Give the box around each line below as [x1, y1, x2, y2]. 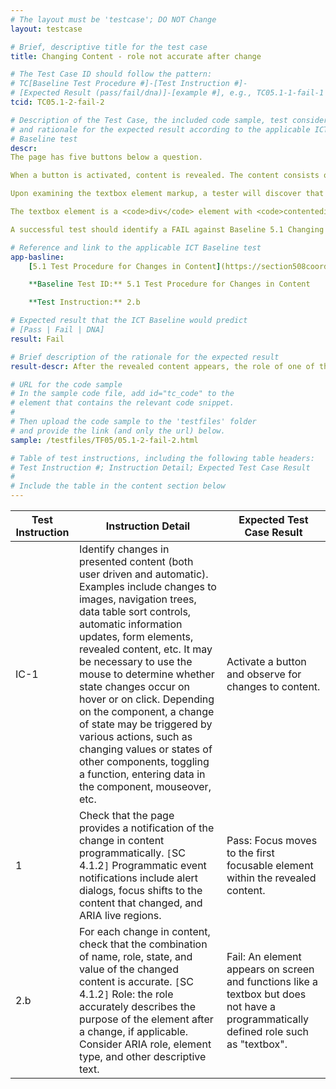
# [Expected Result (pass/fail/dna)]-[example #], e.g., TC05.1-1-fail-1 [10, 88, 325, 98]
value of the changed [78, 962, 179, 976]
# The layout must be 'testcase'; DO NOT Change [10, 14, 217, 25]
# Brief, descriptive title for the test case [10, 42, 208, 52]
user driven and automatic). [78, 567, 209, 581]
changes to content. [226, 680, 321, 693]
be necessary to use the [78, 655, 193, 668]
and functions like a [226, 975, 319, 988]
